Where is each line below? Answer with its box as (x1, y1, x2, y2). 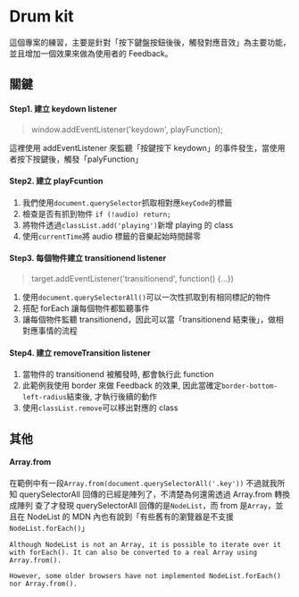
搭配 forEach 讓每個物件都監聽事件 (21, 302, 150, 314)
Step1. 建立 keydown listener (9, 103, 118, 114)
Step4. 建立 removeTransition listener (9, 347, 151, 358)
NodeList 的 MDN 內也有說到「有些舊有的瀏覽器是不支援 (26, 511, 234, 522)
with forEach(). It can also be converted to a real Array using (9, 548, 257, 557)
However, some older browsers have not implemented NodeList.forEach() (9, 571, 281, 580)
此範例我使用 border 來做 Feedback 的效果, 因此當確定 (21, 380, 222, 391)
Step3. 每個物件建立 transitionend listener (9, 253, 167, 264)
